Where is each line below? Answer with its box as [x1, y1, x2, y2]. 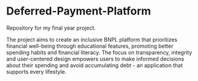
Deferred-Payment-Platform [6, 4, 152, 18]
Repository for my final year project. [6, 24, 96, 31]
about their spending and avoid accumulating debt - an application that [6, 62, 183, 69]
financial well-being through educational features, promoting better [6, 42, 174, 50]
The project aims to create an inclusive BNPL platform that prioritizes [6, 36, 177, 43]
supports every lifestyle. [6, 68, 66, 75]
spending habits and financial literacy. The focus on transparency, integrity [6, 48, 193, 56]
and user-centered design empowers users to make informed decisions [6, 55, 184, 62]
